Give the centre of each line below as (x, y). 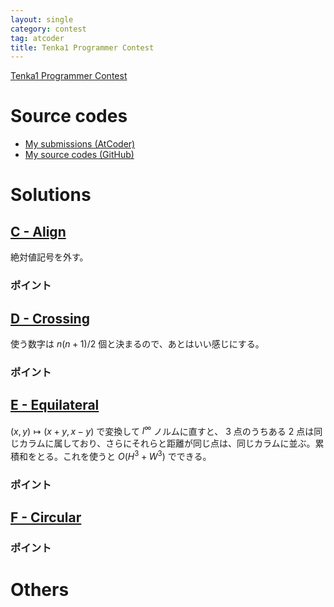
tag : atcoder (37, 38)
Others (40, 590)
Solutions (51, 195)
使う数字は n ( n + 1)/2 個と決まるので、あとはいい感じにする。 (137, 343)
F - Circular (46, 517)
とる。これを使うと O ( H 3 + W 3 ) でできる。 (124, 455)
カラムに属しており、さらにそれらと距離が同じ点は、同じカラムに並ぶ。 (167, 443)
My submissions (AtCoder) (80, 144)
